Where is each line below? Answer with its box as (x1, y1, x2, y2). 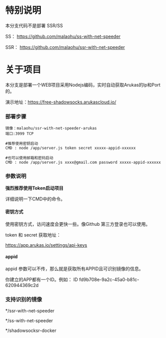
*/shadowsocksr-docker (5, 327, 57, 334)
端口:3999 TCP (5, 131, 34, 137)
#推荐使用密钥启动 (5, 141, 38, 146)
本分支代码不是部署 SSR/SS (5, 22, 63, 29)
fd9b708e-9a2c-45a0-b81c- (79, 276, 139, 282)
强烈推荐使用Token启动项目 (5, 185, 64, 191)
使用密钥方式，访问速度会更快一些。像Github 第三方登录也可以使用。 (5, 221, 151, 227)
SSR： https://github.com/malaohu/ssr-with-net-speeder (5, 44, 125, 50)
